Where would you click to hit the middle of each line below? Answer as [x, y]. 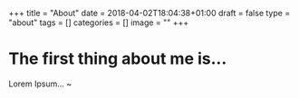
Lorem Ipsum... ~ [40, 84]
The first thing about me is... [118, 59]
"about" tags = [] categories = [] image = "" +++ [99, 22]
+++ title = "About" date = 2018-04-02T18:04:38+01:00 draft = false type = [149, 13]
